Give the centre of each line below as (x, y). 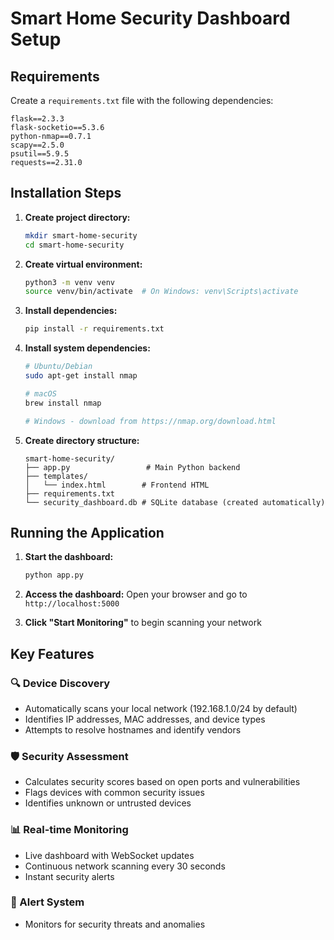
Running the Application (87, 532)
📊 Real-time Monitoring (69, 830)
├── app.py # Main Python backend (132, 467)
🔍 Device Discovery (60, 683)
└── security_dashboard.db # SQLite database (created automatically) (175, 502)
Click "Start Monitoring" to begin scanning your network (143, 623)
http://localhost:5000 (72, 604)
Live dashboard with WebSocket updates (109, 855)
